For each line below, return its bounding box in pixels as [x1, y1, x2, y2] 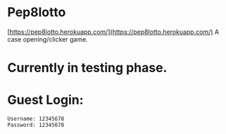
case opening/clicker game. [7, 35, 88, 43]
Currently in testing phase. [7, 60, 168, 76]
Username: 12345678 [7, 116, 65, 123]
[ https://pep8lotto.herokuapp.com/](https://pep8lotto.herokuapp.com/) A [7, 28, 220, 36]
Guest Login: [7, 92, 84, 108]
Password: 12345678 [7, 121, 65, 129]
